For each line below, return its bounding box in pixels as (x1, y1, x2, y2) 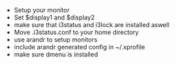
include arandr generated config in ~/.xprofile (13, 43, 145, 51)
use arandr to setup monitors (13, 35, 98, 44)
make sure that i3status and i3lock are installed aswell (13, 21, 170, 29)
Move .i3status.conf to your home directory (13, 28, 139, 36)
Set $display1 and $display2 (13, 13, 95, 22)
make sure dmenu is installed (13, 50, 98, 58)
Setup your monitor (13, 6, 70, 14)
